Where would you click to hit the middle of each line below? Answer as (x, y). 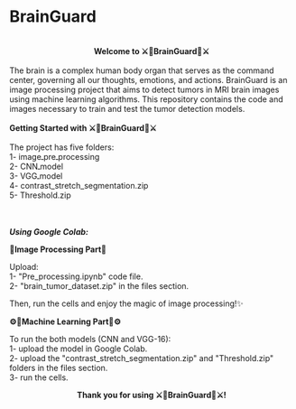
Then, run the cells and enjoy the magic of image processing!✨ (126, 303)
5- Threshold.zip (40, 195)
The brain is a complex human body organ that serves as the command (142, 70)
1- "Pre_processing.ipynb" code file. (76, 276)
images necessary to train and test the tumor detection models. (127, 108)
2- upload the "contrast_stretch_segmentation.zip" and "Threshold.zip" (142, 358)
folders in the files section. (59, 367)
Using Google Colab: (49, 231)
